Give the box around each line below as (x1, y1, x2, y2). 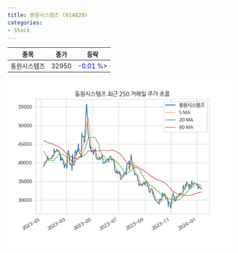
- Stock (7, 26, 31, 34)
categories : (7, 19, 43, 26)
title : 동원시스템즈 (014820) (7, 11, 88, 19)
